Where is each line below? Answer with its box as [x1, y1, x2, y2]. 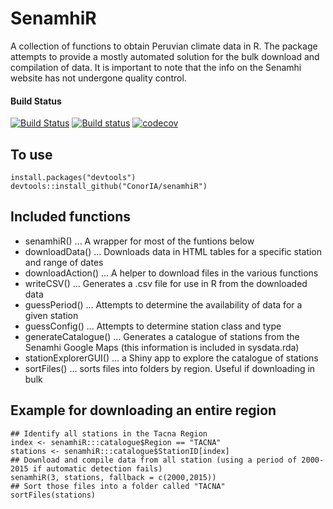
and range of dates [24, 256, 104, 268]
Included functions [10, 208, 132, 226]
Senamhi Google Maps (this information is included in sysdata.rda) [24, 341, 300, 353]
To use [10, 146, 53, 163]
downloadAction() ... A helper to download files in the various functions [24, 267, 319, 279]
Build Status [10, 95, 62, 107]
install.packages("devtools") [10, 172, 137, 182]
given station [24, 309, 79, 321]
